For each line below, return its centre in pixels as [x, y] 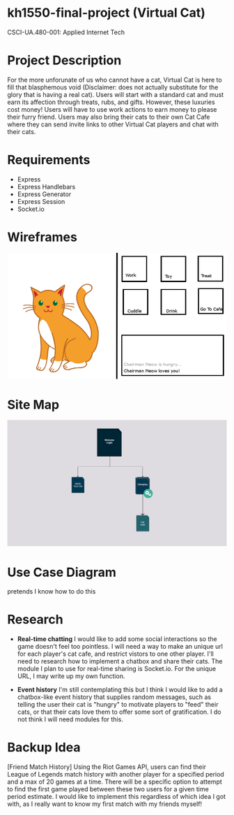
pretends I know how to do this [52, 592]
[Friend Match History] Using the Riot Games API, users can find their [107, 767]
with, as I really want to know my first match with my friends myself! [105, 804]
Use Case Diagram [62, 572]
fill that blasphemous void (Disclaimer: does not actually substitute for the [113, 87]
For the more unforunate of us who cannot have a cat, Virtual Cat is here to [115, 80]
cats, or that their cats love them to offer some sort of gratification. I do [119, 712]
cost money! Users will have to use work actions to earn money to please [112, 109]
